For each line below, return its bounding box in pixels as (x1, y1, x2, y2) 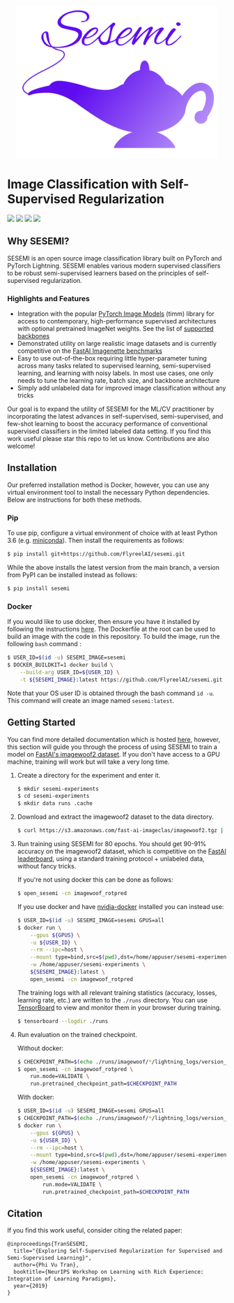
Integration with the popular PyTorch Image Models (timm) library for (17, 310, 214, 318)
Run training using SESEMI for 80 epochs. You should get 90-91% (17, 840, 207, 848)
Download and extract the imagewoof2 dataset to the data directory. (17, 813, 214, 821)
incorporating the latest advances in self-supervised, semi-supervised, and (7, 412, 224, 421)
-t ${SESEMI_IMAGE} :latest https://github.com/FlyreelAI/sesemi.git (19, 676, 223, 683)
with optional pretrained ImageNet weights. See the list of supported (17, 324, 214, 333)
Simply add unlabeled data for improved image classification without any (17, 384, 226, 393)
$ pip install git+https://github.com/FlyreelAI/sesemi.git (7, 551, 186, 558)
